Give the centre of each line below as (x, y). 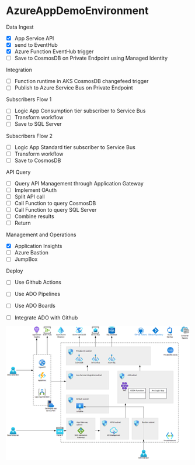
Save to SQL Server (38, 124)
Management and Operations (41, 235)
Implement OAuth (36, 190)
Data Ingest (20, 27)
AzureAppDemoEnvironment (77, 11)
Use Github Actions (38, 283)
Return (22, 223)
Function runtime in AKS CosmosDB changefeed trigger (81, 81)
